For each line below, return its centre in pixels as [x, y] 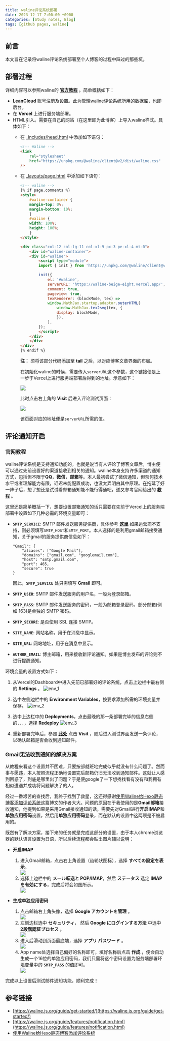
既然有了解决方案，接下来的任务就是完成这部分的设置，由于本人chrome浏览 [84, 832]
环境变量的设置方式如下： [32, 671]
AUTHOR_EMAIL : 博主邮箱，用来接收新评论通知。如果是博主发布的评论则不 [87, 654]
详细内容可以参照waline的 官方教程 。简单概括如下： [60, 90]
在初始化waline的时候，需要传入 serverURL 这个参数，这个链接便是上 [90, 371]
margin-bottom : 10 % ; [51, 209]
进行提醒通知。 [28, 660]
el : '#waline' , [63, 280]
